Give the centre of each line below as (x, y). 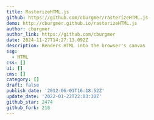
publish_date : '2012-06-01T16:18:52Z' (55, 91)
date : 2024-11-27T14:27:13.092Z (47, 40)
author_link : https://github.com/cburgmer (61, 35)
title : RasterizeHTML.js (38, 12)
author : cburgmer (28, 29)
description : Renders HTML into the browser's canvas (76, 46)
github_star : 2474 (30, 102)
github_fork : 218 (28, 108)
